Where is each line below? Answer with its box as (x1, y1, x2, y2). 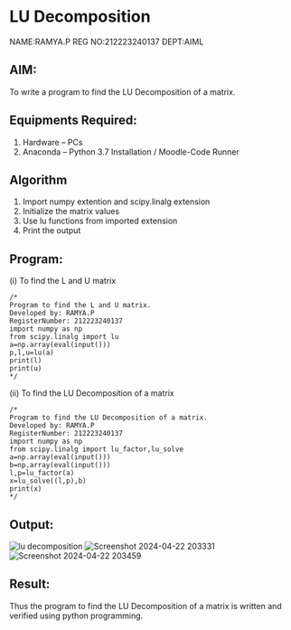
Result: (9, 577, 51, 592)
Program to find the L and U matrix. (9, 301, 152, 310)
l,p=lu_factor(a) (9, 468, 75, 478)
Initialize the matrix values (22, 206, 120, 217)
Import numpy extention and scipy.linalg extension (22, 196, 211, 207)
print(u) (9, 364, 42, 373)
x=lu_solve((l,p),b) (9, 476, 88, 485)
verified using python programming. (9, 610, 144, 621)
